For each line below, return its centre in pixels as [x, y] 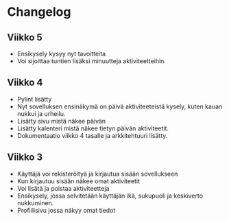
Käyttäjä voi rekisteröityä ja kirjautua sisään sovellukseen [97, 174]
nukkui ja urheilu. [41, 113]
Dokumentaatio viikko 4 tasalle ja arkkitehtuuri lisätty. [92, 135]
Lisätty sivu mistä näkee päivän [61, 121]
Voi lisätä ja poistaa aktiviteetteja [63, 188]
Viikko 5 [25, 37]
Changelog [39, 12]
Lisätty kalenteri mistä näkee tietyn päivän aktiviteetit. [93, 128]
